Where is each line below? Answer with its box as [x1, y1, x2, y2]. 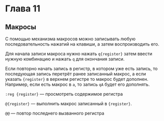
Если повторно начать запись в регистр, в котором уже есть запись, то [5, 65, 158, 71]
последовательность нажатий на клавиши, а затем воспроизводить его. [5, 41, 160, 47]
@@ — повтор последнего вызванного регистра [5, 110, 104, 116]
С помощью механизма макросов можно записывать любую [5, 36, 136, 42]
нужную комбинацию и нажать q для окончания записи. [5, 56, 125, 62]
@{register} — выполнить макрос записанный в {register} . [5, 101, 132, 107]
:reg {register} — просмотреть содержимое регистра [5, 91, 123, 97]
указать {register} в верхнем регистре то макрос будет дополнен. [5, 76, 149, 82]
